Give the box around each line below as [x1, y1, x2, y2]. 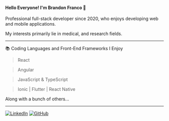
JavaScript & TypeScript [17, 76, 68, 83]
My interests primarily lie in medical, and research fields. [5, 31, 122, 37]
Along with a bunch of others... [5, 96, 69, 102]
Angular [17, 67, 34, 73]
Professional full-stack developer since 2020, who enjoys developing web [5, 16, 158, 22]
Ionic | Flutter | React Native [17, 86, 75, 92]
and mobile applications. [5, 21, 56, 27]
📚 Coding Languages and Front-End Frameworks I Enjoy [5, 46, 123, 52]
